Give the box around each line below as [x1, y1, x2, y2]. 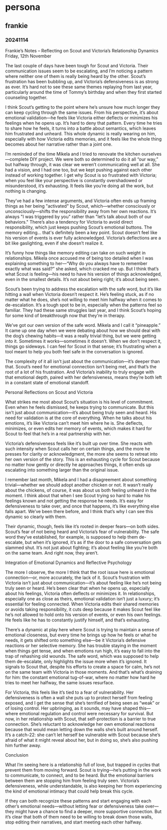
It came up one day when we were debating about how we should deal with [5, 327, 161, 333]
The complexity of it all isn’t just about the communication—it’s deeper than [5, 358, 161, 364]
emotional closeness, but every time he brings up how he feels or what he [5, 632, 157, 638]
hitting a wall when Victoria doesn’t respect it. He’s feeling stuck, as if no [5, 291, 155, 297]
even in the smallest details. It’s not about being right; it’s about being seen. [5, 276, 160, 282]
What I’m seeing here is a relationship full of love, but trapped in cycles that [5, 762, 160, 768]
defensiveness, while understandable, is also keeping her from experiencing [5, 783, 162, 789]
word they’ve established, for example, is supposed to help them [5, 534, 138, 540]
